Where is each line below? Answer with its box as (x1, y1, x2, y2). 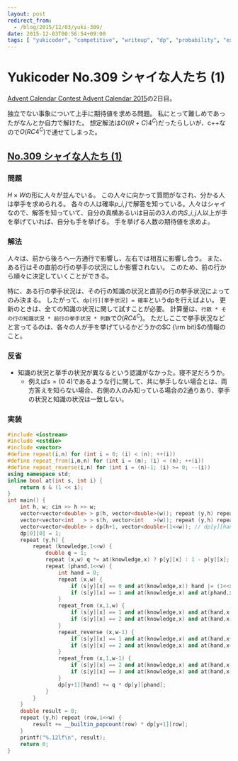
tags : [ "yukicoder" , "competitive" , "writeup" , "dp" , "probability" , (7, 37, 220, 44)
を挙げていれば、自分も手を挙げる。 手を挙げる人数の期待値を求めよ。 (7, 218, 214, 226)
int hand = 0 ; (57, 569, 100, 576)
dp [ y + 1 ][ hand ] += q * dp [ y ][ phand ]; (57, 681, 166, 688)
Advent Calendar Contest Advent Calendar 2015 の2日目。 (7, 94, 176, 103)
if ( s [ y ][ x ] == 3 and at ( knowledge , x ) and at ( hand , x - (70, 668, 233, 675)
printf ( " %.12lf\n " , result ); (20, 734, 106, 741)
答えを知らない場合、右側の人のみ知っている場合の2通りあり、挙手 (34, 386, 230, 395)
